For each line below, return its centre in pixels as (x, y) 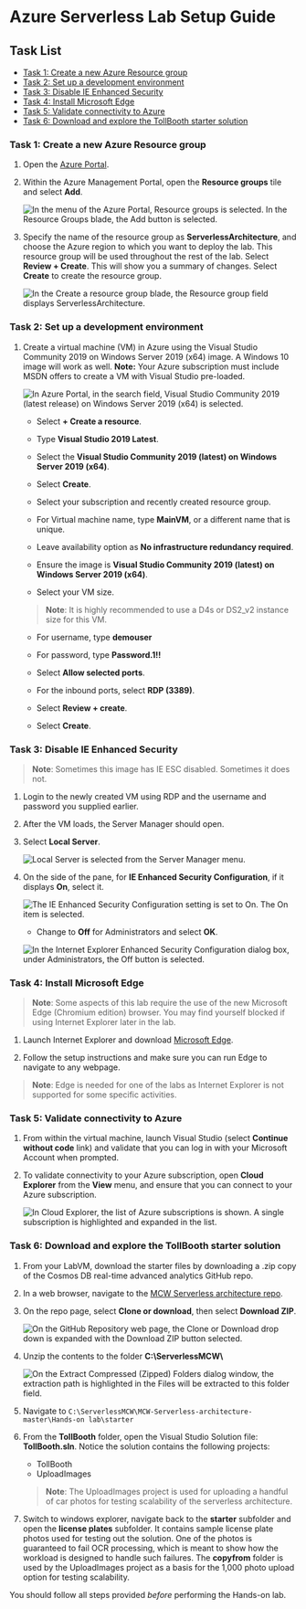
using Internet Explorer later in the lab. (104, 1022)
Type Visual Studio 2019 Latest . (97, 439)
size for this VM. (76, 619)
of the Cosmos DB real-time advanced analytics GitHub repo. (138, 1276)
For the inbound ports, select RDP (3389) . (116, 690)
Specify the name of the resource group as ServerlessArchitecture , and (159, 237)
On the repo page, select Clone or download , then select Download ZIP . (159, 1311)
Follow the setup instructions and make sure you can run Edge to (145, 1058)
